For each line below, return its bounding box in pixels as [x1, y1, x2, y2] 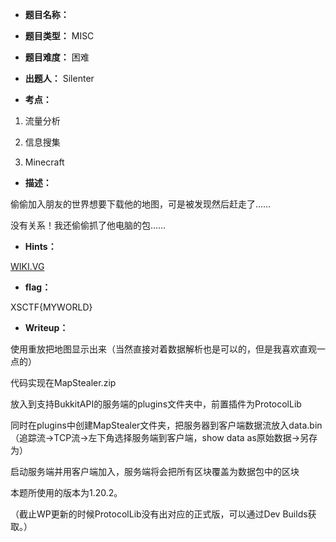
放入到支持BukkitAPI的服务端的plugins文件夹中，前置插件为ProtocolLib [10, 398, 302, 410]
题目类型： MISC [24, 30, 95, 42]
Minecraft [24, 156, 65, 168]
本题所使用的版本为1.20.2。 [10, 487, 123, 498]
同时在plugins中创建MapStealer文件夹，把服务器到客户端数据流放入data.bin [10, 419, 323, 431]
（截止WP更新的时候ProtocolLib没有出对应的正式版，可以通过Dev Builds [10, 508, 308, 520]
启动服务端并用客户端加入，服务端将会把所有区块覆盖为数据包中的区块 [10, 466, 300, 477]
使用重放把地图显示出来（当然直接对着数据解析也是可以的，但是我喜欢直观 [10, 343, 317, 355]
